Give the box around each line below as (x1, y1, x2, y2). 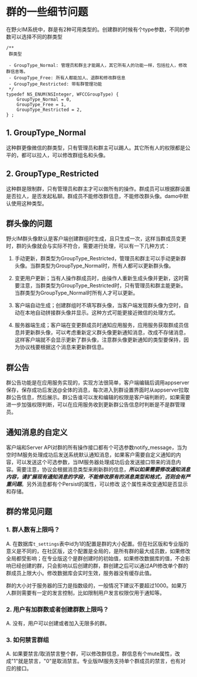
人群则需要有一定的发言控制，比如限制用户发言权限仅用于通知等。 (6, 589, 165, 596)
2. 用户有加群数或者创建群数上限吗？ (6, 605, 109, 613)
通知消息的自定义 (6, 427, 68, 437)
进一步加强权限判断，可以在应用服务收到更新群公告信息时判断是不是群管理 (6, 401, 185, 408)
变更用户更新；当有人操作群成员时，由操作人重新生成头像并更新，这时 (14, 275, 184, 282)
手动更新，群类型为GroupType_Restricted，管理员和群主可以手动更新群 (14, 255, 186, 262)
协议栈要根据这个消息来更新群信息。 (19, 343, 107, 351)
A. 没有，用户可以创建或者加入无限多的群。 (6, 620, 110, 627)
